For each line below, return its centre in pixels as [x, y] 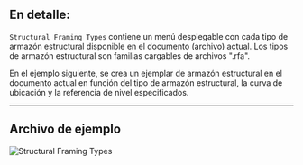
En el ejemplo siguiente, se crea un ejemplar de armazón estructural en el [146, 73]
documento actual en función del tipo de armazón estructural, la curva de [146, 82]
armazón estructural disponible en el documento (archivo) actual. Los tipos [149, 46]
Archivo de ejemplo [65, 129]
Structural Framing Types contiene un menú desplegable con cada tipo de [149, 36]
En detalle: [40, 15]
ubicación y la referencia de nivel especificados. [99, 92]
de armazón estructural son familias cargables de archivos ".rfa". [130, 55]
